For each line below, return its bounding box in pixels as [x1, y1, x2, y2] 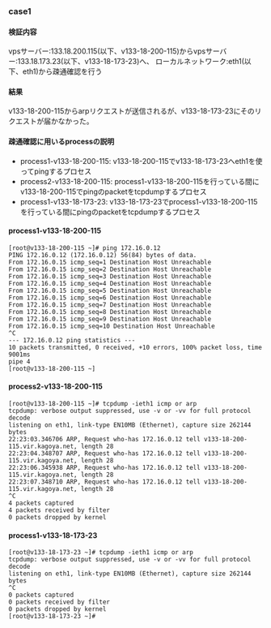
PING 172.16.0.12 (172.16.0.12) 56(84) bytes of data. [8, 251, 197, 259]
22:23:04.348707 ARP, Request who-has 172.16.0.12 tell [8, 449, 201, 458]
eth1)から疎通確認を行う [22, 67, 103, 76]
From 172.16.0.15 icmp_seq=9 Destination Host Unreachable [8, 315, 212, 323]
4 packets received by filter [8, 505, 111, 514]
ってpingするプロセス [19, 166, 91, 176]
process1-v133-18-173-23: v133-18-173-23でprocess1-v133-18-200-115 [19, 196, 258, 206]
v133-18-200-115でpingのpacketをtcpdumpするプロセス [19, 187, 207, 196]
